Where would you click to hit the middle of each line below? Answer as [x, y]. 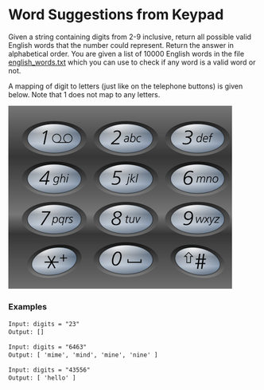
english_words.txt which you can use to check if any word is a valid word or [132, 62]
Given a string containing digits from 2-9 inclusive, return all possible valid [130, 37]
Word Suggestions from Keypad [116, 15]
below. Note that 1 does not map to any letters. [84, 94]
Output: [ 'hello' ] [43, 378]
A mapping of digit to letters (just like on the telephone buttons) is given [126, 86]
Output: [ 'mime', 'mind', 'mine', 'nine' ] [83, 355]
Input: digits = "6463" [48, 347]
